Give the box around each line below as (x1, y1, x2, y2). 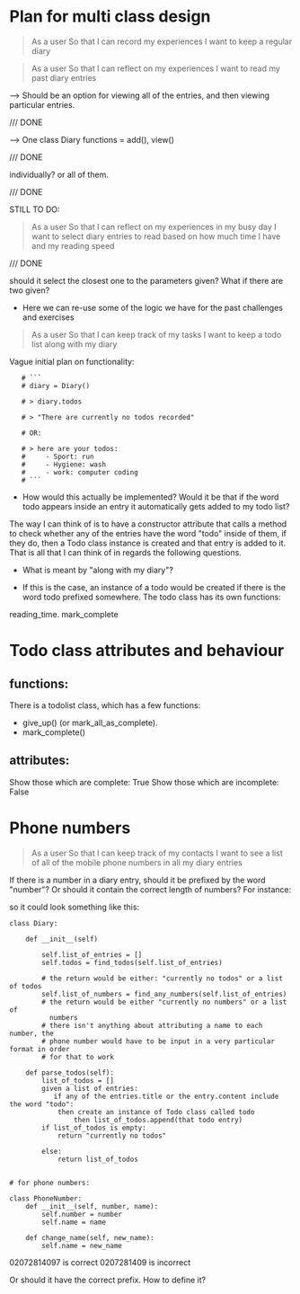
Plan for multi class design (9, 6, 211, 27)
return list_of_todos (57, 1155, 139, 1164)
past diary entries (31, 72, 97, 83)
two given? (9, 285, 50, 296)
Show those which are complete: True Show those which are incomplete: (9, 776, 280, 787)
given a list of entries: (41, 1084, 139, 1093)
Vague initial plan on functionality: (9, 356, 135, 367)
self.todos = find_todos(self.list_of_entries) (41, 958, 223, 967)
